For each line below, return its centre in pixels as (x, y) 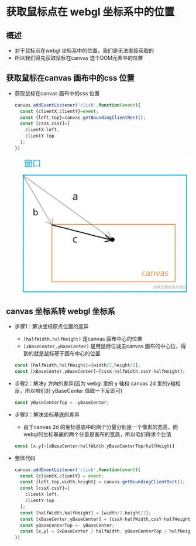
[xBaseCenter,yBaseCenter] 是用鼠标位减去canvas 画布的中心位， (102, 346)
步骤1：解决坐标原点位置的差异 (51, 327)
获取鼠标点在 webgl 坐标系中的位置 (90, 12)
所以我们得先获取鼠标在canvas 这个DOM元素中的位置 (79, 58)
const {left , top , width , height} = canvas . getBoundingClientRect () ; (103, 482)
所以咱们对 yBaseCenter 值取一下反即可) (74, 390)
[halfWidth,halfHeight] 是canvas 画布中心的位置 (83, 339)
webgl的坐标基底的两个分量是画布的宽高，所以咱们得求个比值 (97, 434)
